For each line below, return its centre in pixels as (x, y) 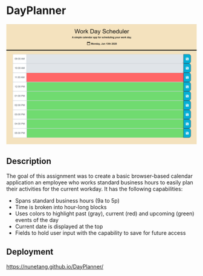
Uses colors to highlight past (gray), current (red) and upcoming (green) (105, 214)
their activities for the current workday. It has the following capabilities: (95, 189)
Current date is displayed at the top (59, 226)
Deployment (30, 252)
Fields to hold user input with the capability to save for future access (100, 233)
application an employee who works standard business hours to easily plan (100, 182)
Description (29, 161)
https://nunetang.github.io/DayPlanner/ (55, 266)
